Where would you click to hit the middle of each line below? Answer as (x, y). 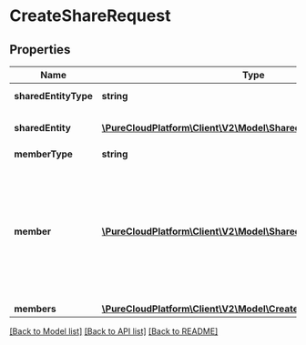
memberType (43, 154)
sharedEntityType (54, 96)
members (35, 309)
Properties (40, 50)
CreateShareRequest (90, 16)
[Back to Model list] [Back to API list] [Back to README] (114, 331)
